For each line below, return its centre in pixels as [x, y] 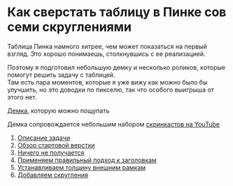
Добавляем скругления [53, 175]
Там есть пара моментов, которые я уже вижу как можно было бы [107, 82]
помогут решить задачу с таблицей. [61, 75]
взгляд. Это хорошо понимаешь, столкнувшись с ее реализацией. [106, 54]
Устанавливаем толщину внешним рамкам [82, 167]
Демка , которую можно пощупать [58, 110]
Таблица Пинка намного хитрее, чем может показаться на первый [107, 46]
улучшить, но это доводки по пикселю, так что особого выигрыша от [111, 90]
